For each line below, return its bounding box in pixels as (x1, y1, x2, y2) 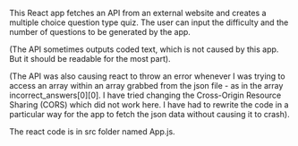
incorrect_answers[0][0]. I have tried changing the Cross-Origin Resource (9, 90, 282, 100)
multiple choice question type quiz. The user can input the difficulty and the (9, 17, 289, 28)
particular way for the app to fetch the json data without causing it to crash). (9, 109, 290, 119)
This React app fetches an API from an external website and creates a (9, 8, 267, 18)
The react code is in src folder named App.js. (9, 126, 176, 137)
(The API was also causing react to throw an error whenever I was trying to (9, 71, 285, 82)
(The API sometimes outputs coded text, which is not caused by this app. (9, 44, 279, 55)
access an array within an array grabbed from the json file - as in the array (9, 81, 284, 90)
